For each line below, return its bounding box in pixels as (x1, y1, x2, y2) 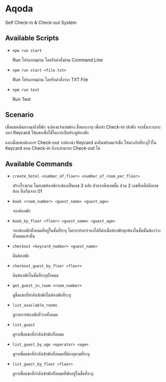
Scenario (5, 111, 34, 119)
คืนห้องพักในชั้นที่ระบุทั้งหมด (12, 272, 59, 278)
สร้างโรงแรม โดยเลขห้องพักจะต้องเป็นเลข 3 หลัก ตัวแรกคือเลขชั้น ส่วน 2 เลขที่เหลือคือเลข (12, 183, 159, 189)
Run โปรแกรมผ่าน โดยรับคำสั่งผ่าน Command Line (12, 57, 103, 63)
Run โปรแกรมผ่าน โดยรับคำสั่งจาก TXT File (12, 76, 88, 82)
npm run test (12, 87, 40, 92)
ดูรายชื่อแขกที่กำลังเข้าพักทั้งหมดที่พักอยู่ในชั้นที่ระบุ (12, 371, 94, 377)
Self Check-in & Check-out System (5, 19, 77, 25)
